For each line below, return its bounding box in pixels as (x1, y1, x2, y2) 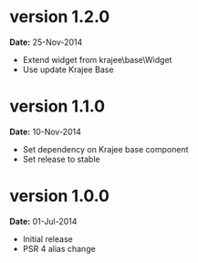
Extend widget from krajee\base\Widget (22, 54, 172, 65)
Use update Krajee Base (22, 64, 114, 75)
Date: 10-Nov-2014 (9, 126, 82, 137)
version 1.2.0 (9, 6, 110, 27)
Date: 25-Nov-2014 (9, 37, 83, 47)
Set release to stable (22, 153, 100, 164)
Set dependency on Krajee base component (22, 143, 189, 154)
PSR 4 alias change (22, 243, 96, 254)
